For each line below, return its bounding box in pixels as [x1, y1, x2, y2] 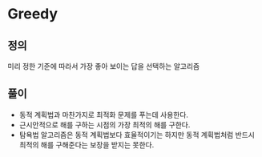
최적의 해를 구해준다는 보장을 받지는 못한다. [18, 139, 155, 149]
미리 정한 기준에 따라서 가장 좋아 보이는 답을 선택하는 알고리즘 [7, 62, 200, 70]
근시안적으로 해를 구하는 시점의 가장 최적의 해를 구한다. [18, 119, 191, 129]
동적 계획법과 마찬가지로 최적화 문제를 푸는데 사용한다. [18, 110, 189, 119]
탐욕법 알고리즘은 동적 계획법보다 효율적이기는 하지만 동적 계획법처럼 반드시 [18, 130, 256, 139]
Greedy [7, 5, 58, 23]
